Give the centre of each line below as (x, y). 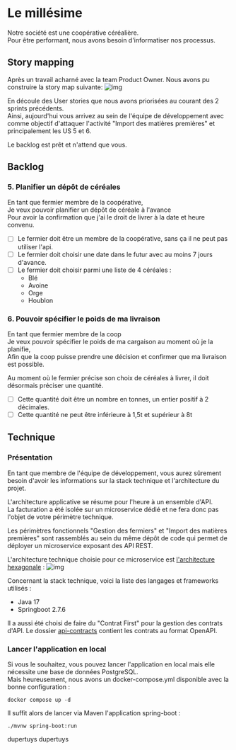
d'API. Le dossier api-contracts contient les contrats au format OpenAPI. (112, 630)
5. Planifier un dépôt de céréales (64, 187)
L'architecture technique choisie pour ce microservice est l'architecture (111, 559)
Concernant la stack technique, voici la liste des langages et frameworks (113, 580)
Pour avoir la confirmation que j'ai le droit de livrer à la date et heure (106, 217)
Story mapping (41, 63)
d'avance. (32, 262)
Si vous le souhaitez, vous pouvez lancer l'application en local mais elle (111, 664)
